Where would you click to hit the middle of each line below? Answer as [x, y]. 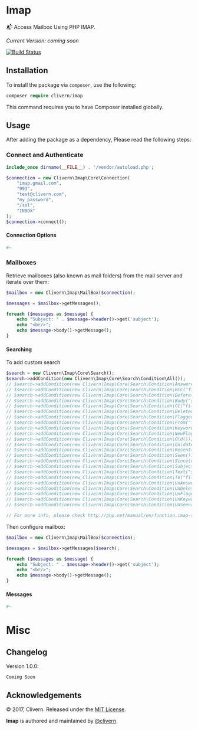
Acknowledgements [44, 695]
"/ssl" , [26, 205]
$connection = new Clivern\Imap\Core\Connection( [68, 178]
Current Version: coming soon [42, 40]
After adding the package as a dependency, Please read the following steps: [99, 140]
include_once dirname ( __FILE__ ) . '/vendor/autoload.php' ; [80, 167]
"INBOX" [26, 211]
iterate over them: [28, 281]
